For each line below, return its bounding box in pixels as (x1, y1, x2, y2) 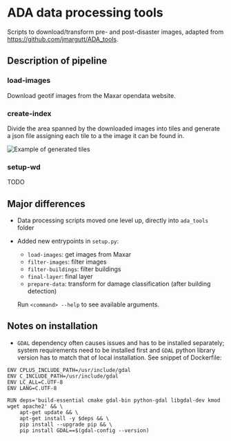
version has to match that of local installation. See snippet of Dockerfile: (17, 353, 222, 362)
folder (17, 224, 34, 232)
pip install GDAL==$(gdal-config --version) (19, 427, 150, 434)
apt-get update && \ (19, 409, 79, 415)
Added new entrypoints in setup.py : (17, 237, 119, 246)
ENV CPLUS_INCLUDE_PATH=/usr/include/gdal (7, 366, 131, 373)
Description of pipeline (7, 55, 108, 67)
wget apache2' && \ (7, 402, 63, 410)
